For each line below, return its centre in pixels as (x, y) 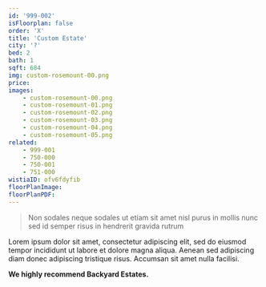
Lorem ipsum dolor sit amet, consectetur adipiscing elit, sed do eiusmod (127, 241)
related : (23, 142)
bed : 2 (19, 53)
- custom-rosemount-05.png (68, 135)
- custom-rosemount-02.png (68, 113)
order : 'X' (26, 30)
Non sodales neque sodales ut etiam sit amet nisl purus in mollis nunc (143, 217)
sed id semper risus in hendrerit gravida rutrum (106, 226)
